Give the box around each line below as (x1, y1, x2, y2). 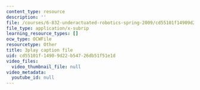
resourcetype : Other (6, 42, 58, 48)
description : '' (6, 14, 46, 20)
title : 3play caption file (6, 47, 73, 53)
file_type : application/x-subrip (6, 25, 89, 31)
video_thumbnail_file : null (11, 63, 82, 70)
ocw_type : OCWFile (6, 36, 52, 42)
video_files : (6, 58, 39, 64)
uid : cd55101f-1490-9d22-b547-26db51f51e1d (6, 53, 116, 59)
